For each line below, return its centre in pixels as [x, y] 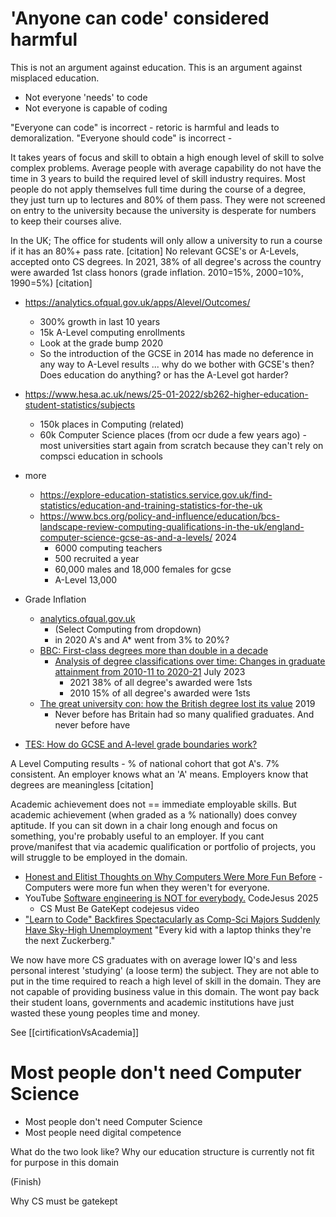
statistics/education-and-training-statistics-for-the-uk [151, 505]
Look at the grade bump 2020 [101, 343]
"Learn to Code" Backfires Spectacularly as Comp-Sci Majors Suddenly [172, 919]
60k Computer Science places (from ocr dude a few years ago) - [173, 434]
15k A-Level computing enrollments [112, 332]
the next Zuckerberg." [70, 940]
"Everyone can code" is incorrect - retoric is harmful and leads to [145, 127]
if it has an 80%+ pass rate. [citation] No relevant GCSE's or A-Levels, [154, 251]
